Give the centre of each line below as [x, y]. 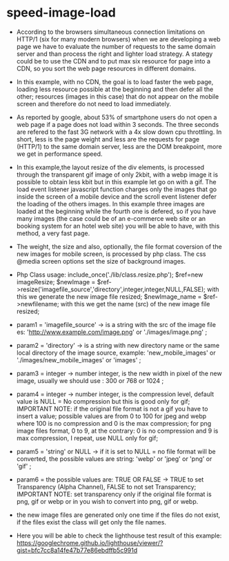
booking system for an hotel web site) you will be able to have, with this [118, 226]
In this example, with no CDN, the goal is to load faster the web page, [115, 81]
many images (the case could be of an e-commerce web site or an [111, 218]
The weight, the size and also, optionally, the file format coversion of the [119, 246]
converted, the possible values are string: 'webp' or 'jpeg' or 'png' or [114, 459]
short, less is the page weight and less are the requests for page [108, 139]
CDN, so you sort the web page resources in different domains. [106, 68]
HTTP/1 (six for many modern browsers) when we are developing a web [119, 39]
